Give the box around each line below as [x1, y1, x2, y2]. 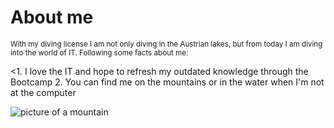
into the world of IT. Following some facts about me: [10, 47, 189, 58]
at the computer [10, 86, 77, 98]
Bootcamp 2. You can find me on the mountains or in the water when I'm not [10, 76, 325, 88]
